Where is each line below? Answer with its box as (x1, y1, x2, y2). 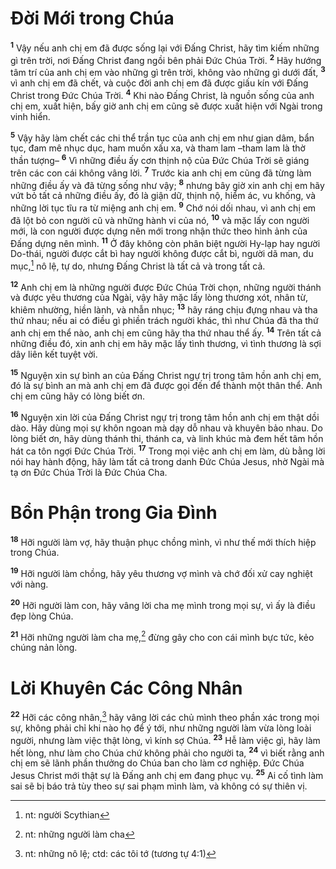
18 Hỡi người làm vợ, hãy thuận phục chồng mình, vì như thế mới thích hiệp (10, 534, 317, 548)
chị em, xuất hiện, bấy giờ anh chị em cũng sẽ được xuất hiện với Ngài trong (10, 100, 323, 112)
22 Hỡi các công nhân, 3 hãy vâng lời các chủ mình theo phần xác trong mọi (10, 710, 320, 723)
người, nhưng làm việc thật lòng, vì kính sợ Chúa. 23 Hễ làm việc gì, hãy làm (10, 732, 321, 746)
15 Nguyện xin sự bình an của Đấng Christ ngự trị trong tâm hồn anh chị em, (10, 367, 322, 381)
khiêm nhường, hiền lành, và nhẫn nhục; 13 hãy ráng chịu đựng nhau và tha (10, 302, 318, 316)
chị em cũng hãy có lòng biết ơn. (10, 390, 145, 402)
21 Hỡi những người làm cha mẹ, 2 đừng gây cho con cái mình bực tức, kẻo (10, 629, 315, 643)
